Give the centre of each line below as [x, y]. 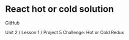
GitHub [12, 23]
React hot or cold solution [59, 9]
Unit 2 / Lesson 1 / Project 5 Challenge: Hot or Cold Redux [65, 32]
